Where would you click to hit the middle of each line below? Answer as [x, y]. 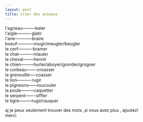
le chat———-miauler [27, 54]
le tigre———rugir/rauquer [32, 101]
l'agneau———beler [25, 28]
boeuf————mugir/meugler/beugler [43, 43]
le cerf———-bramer [26, 49]
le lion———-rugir [23, 80]
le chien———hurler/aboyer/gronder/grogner [51, 64]
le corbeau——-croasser [30, 69]
